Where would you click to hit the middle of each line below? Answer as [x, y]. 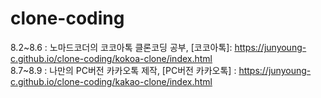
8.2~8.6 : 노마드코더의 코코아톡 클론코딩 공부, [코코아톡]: [121, 47]
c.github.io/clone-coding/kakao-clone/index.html [111, 81]
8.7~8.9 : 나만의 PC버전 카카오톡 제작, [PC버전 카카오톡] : [123, 70]
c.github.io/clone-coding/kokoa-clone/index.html [111, 58]
